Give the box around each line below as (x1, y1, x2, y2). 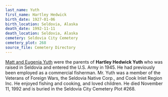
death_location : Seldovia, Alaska (5, 31, 78, 36)
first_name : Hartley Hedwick (5, 12, 67, 17)
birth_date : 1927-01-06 (5, 17, 56, 22)
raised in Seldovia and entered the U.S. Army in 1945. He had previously (5, 64, 155, 70)
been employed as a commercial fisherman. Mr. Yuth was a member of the (5, 69, 161, 76)
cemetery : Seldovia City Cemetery (5, 36, 78, 41)
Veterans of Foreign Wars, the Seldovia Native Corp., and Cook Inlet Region (5, 75, 163, 81)
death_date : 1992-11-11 (5, 26, 56, 31)
